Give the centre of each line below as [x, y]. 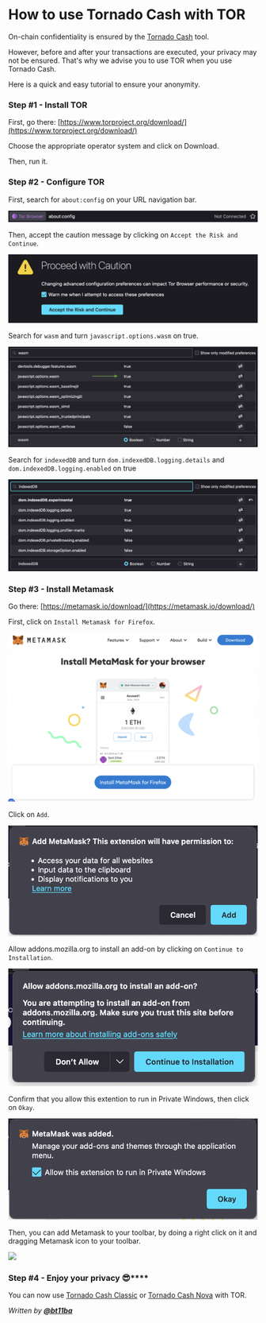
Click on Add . [29, 814]
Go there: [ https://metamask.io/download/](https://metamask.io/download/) [132, 606]
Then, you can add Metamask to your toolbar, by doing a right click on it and [133, 1232]
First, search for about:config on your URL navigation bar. [103, 199]
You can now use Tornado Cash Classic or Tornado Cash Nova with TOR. [127, 1295]
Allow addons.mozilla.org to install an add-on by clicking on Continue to [126, 949]
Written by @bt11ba [40, 1310]
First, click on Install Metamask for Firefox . [82, 622]
